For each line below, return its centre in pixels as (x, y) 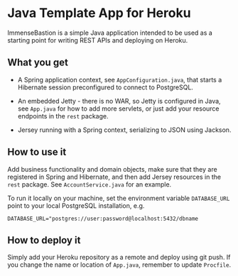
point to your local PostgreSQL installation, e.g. (76, 205)
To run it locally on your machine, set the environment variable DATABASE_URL (119, 198)
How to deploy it (44, 240)
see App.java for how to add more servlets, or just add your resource (118, 109)
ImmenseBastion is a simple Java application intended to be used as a (110, 33)
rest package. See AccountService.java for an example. (90, 184)
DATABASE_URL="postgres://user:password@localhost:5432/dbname (103, 219)
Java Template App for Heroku (99, 13)
